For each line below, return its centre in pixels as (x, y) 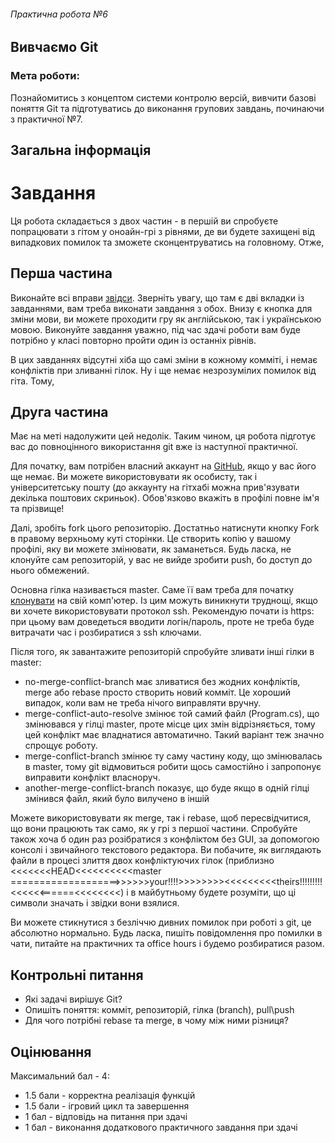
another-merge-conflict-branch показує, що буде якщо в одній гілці (167, 788)
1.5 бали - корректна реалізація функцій (110, 1096)
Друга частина (59, 412)
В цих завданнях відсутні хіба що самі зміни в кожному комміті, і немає (164, 359)
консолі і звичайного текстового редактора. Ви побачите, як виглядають (166, 850)
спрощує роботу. (61, 746)
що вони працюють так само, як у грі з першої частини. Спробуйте (154, 829)
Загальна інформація (81, 150)
